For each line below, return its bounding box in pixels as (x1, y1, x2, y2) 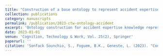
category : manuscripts (5, 16, 51, 21)
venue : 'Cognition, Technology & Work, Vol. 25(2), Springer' (5, 35, 133, 39)
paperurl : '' (5, 39, 32, 44)
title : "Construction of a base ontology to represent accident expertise (5, 7, 160, 12)
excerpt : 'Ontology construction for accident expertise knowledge (5, 25, 145, 30)
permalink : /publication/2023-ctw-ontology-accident (5, 20, 114, 26)
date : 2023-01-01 (5, 30, 40, 35)
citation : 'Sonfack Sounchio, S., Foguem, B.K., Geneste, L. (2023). (5, 43, 149, 48)
